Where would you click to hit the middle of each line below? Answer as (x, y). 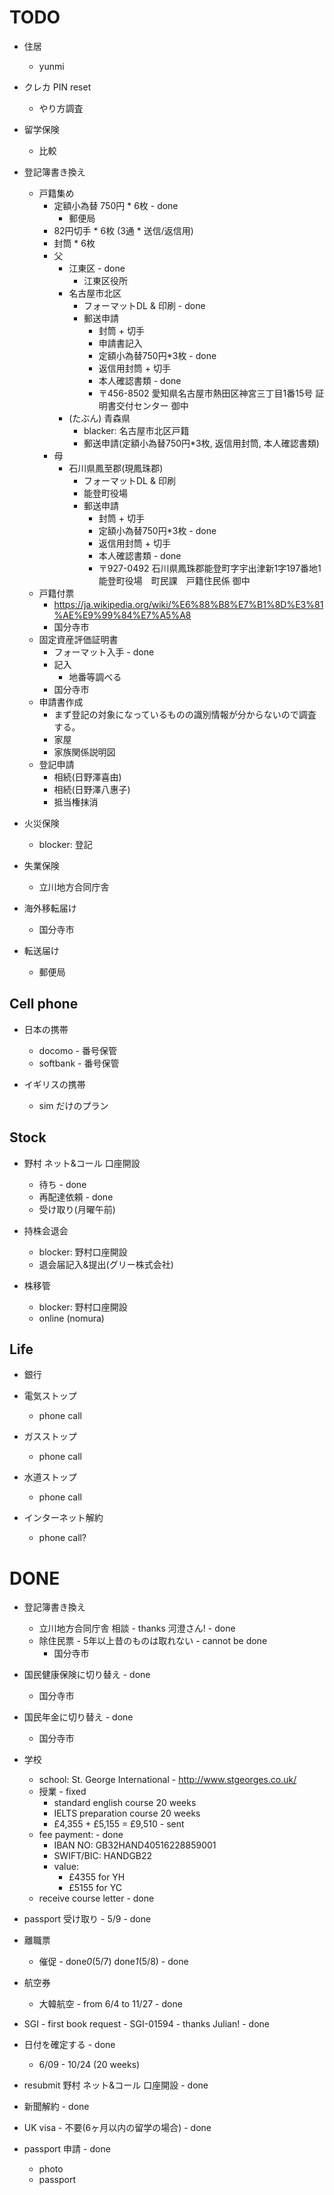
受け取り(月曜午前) (77, 1209)
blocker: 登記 (65, 844)
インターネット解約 (63, 1518)
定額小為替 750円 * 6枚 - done (116, 205)
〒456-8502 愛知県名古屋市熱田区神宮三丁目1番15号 (206, 393)
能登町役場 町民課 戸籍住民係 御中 (174, 580)
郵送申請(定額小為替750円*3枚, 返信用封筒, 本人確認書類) (201, 443)
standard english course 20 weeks (125, 1803)
